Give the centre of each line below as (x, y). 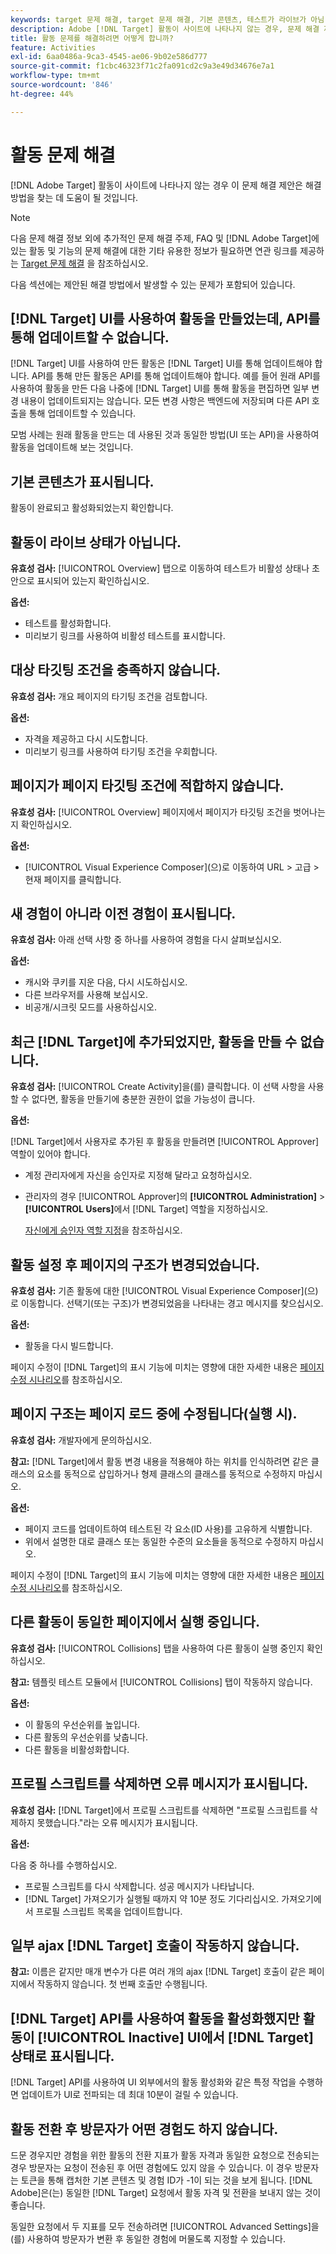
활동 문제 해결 (63, 155)
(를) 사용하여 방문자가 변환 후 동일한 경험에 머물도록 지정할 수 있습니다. (148, 2238)
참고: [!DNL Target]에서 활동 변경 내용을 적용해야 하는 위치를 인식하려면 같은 (159, 1461)
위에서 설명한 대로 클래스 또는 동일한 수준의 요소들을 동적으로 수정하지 (161, 1541)
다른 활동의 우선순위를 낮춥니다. (86, 1737)
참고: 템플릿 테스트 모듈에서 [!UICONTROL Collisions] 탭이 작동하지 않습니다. (161, 1682)
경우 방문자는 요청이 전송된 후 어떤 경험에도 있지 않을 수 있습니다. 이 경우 (151, 2167)
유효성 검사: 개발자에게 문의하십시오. (81, 1440)
